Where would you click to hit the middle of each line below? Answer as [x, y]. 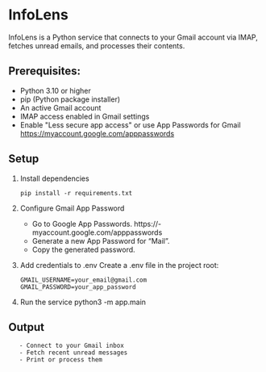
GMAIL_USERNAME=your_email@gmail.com [83, 280]
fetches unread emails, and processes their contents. [97, 45]
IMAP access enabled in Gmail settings [85, 116]
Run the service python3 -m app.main [83, 302]
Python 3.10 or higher [55, 90]
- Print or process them [61, 360]
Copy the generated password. [83, 249]
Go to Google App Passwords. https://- [97, 224]
